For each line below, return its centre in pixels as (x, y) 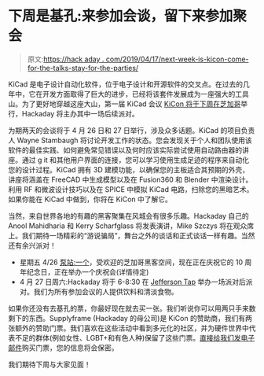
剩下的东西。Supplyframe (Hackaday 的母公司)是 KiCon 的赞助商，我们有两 (130, 318)
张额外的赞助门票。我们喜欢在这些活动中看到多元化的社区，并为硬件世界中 (128, 328)
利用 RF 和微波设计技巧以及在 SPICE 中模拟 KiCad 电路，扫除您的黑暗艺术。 (131, 189)
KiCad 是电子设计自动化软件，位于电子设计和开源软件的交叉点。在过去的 (126, 84)
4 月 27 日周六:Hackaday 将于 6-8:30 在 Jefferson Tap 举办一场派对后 (132, 282)
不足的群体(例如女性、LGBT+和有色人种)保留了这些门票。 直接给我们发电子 (135, 337)
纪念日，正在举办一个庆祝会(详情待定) (88, 271)
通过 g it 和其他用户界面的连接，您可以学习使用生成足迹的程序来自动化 (136, 160)
